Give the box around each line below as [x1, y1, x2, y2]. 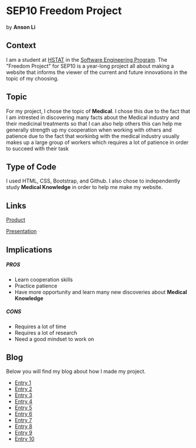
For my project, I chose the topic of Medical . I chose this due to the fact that [6, 107, 191, 114]
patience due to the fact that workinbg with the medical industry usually [6, 132, 180, 139]
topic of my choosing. [6, 75, 59, 82]
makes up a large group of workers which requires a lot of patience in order [6, 139, 189, 146]
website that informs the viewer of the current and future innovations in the [6, 69, 188, 76]
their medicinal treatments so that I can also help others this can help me [6, 120, 182, 127]
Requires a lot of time [14, 323, 66, 330]
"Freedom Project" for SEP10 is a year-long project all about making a [6, 62, 174, 69]
